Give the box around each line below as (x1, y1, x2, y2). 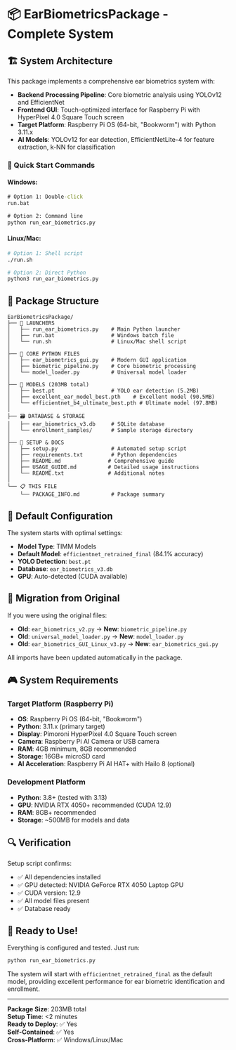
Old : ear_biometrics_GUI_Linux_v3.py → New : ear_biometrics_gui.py (17, 639, 219, 648)
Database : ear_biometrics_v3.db (17, 564, 113, 573)
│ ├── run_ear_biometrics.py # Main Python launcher (7, 326, 181, 333)
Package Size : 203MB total (7, 1005, 86, 1013)
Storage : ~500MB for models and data (17, 815, 130, 824)
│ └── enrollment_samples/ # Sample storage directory (7, 427, 193, 434)
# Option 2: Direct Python (7, 269, 86, 276)
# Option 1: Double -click (7, 193, 83, 201)
